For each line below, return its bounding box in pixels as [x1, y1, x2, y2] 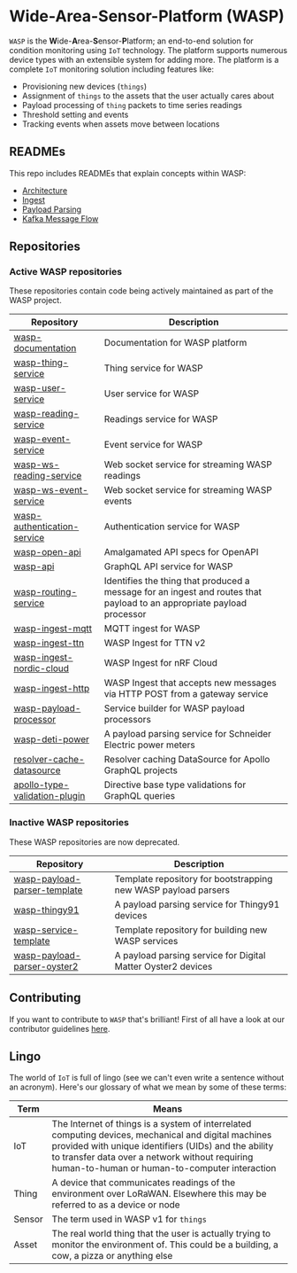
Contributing [9, 990, 81, 1005]
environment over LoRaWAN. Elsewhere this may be [51, 1188, 267, 1200]
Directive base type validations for [103, 778, 247, 791]
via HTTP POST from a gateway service [103, 688, 269, 700]
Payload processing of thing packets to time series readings [21, 99, 243, 110]
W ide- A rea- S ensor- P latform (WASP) [9, 6, 285, 27]
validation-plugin [13, 790, 86, 802]
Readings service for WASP [103, 413, 218, 426]
